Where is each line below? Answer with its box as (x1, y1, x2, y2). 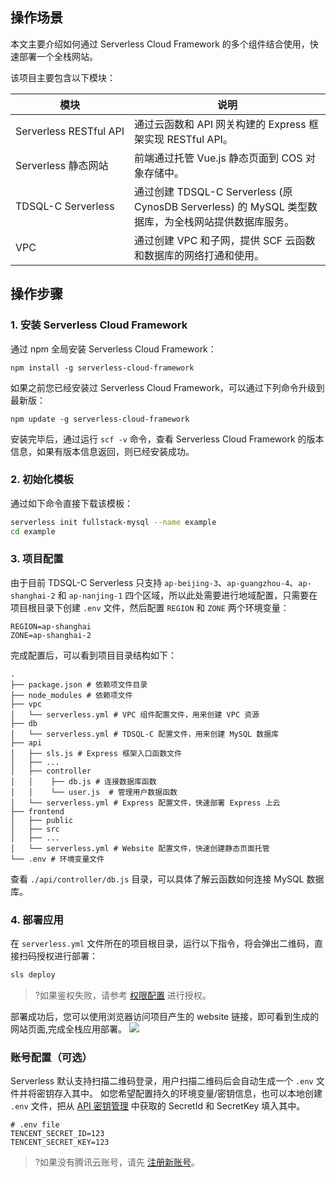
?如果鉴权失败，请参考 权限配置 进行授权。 (34, 989, 212, 1002)
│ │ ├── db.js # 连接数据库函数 (10, 776, 157, 787)
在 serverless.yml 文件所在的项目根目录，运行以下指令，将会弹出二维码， (10, 938, 315, 950)
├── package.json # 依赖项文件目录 (10, 679, 148, 690)
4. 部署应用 (10, 913, 64, 927)
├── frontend (10, 806, 65, 817)
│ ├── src (10, 824, 60, 834)
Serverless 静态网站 (15, 158, 109, 172)
